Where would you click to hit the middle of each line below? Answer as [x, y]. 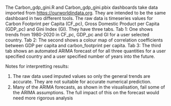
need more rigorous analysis [43, 98]
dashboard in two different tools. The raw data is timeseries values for [79, 18]
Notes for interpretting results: [37, 66]
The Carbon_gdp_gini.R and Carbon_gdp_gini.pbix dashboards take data [82, 7]
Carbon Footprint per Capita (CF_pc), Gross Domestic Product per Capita [82, 24]
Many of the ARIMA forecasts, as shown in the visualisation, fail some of [89, 87]
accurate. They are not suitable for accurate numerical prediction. [82, 82]
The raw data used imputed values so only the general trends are [81, 76]
